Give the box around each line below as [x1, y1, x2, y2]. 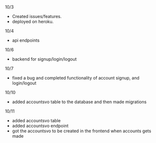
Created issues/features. [12, 14, 62, 19]
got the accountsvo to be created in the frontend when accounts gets [12, 128, 152, 134]
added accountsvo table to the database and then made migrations [12, 99, 147, 105]
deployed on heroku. [12, 19, 54, 24]
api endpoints [12, 37, 40, 43]
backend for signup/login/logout [12, 56, 77, 62]
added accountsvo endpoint [12, 123, 69, 128]
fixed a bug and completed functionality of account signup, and [12, 75, 139, 80]
